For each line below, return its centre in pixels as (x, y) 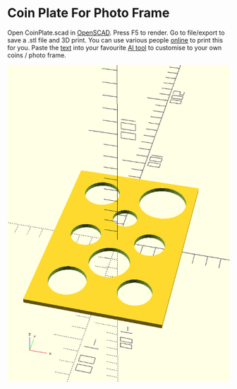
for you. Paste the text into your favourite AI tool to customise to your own (115, 47)
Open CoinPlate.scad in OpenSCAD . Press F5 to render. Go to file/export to (116, 33)
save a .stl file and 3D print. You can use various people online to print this (115, 40)
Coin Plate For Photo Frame (89, 13)
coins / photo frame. (37, 55)
